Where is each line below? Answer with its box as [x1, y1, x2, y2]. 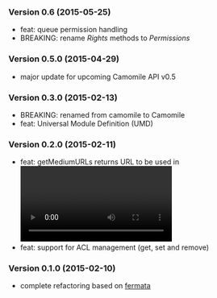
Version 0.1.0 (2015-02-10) [8, 263, 116, 274]
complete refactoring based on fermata [19, 281, 151, 291]
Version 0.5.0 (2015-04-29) [8, 53, 119, 64]
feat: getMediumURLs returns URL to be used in [19, 157, 180, 167]
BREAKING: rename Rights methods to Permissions [19, 33, 190, 43]
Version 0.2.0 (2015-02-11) [8, 139, 117, 150]
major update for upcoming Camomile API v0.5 [19, 72, 176, 81]
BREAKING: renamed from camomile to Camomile [19, 110, 186, 119]
